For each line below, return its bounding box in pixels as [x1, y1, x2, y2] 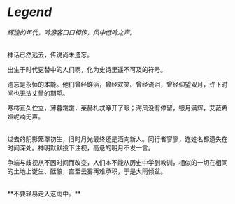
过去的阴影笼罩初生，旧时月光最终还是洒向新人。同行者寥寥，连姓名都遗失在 [7, 134, 228, 143]
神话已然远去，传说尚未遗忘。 [7, 50, 93, 59]
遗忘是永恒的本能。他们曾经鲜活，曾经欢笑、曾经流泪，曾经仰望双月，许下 [7, 80, 222, 88]
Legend [7, 4, 52, 20]
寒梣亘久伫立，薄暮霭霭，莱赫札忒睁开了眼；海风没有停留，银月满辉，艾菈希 [7, 103, 228, 112]
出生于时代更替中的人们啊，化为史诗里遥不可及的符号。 [7, 65, 166, 73]
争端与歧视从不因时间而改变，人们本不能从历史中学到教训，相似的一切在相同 [7, 158, 228, 166]
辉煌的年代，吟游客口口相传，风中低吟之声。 [7, 28, 136, 36]
